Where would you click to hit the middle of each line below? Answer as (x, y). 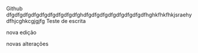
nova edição (22, 32)
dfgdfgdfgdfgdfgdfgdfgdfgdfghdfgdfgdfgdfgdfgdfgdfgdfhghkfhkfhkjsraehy (99, 15)
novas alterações (28, 44)
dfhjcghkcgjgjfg (25, 21)
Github (14, 9)
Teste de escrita (66, 21)
